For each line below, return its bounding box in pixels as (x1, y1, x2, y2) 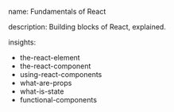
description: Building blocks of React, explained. (8, 22, 167, 31)
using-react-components (19, 70, 102, 79)
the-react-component (19, 61, 91, 71)
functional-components (19, 95, 98, 104)
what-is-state (19, 87, 64, 96)
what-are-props (19, 79, 72, 87)
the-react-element (19, 53, 81, 62)
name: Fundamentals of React (8, 7, 106, 16)
